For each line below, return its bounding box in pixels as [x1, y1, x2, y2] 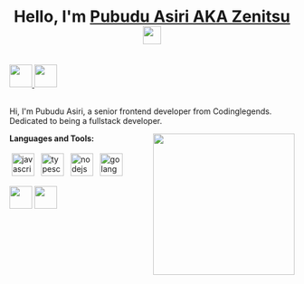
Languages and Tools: [9, 133, 95, 144]
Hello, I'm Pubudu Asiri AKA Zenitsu [13, 6, 291, 27]
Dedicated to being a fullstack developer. [9, 115, 163, 126]
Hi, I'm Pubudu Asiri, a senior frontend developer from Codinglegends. [9, 106, 272, 117]
